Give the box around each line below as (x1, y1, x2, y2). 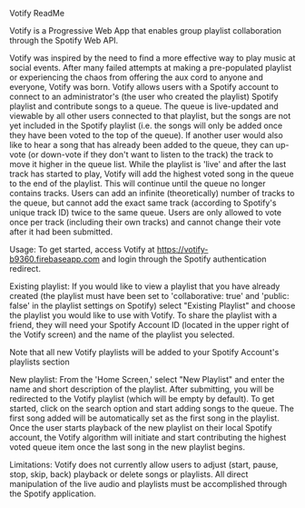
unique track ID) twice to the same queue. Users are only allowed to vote (9, 207, 282, 217)
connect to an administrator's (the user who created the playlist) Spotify (9, 91, 279, 102)
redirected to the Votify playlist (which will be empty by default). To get (9, 393, 275, 403)
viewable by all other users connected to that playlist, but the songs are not (9, 111, 291, 121)
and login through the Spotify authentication (101, 254, 267, 264)
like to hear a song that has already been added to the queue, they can (9, 140, 274, 150)
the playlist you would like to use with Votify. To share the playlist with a (9, 310, 277, 321)
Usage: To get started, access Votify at (9, 244, 155, 254)
